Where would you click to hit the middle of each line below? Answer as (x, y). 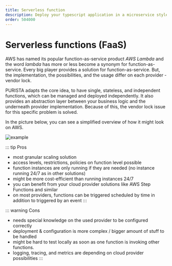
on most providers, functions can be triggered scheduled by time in (84, 195)
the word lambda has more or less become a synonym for (66, 64)
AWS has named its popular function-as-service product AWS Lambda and (84, 59)
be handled (25, 237)
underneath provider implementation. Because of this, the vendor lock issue (85, 107)
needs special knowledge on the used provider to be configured (80, 221)
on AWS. (15, 128)
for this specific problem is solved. (42, 112)
